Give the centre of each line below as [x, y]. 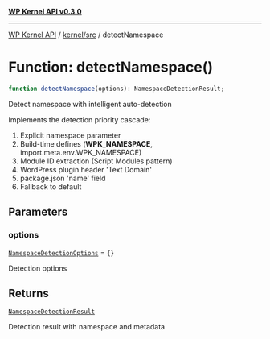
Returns [29, 293]
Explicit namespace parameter [70, 135]
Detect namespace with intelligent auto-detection [90, 104]
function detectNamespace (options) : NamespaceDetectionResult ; [117, 89]
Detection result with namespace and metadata [87, 327]
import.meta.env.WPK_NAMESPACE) [81, 152]
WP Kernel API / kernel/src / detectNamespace [86, 35]
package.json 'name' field [63, 178]
